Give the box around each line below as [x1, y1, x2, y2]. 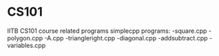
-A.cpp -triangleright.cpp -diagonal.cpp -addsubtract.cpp [44, 33, 208, 42]
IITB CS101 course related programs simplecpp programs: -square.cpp [7, 27, 207, 35]
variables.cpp [7, 41, 46, 49]
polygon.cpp [7, 33, 43, 42]
